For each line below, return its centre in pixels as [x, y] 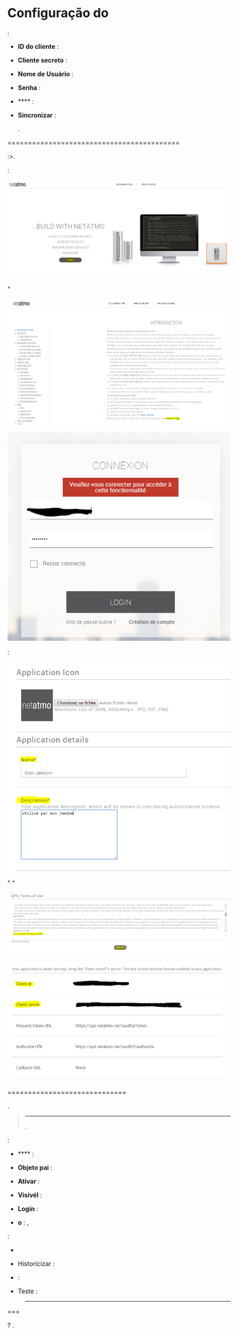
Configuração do [58, 13]
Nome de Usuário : [46, 74]
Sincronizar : [37, 115]
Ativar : [29, 1181]
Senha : [29, 87]
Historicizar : [36, 1263]
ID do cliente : [38, 46]
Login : [28, 1208]
